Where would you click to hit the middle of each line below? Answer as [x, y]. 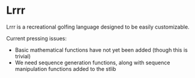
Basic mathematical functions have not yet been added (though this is [101, 50]
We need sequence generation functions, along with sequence [92, 63]
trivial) [23, 56]
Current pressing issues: [37, 38]
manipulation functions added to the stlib [65, 68]
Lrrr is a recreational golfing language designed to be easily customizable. [98, 27]
